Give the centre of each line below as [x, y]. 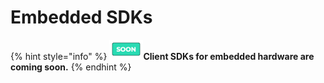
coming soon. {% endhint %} [71, 67]
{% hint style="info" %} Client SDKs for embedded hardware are [162, 56]
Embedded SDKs [81, 17]
